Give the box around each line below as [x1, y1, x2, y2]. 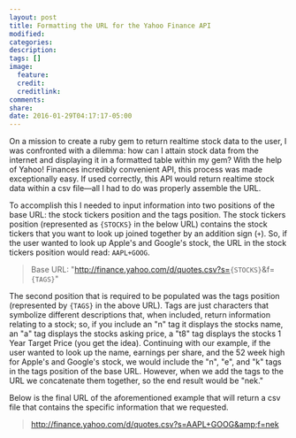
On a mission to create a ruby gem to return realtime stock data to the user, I [9, 136, 287, 147]
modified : [9, 29, 46, 38]
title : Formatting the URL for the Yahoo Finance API [9, 21, 212, 30]
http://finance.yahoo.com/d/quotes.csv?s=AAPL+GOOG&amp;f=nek [30, 419, 280, 430]
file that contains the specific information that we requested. [9, 402, 229, 412]
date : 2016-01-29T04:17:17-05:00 [9, 111, 133, 120]
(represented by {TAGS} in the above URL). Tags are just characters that [9, 300, 269, 311]
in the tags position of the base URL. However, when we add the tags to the [9, 366, 285, 377]
